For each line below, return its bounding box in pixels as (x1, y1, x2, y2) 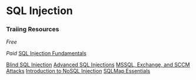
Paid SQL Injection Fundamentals (6, 50, 87, 57)
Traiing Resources (6, 25, 59, 34)
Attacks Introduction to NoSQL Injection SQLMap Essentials (6, 68, 151, 75)
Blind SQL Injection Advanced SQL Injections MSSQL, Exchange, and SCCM (6, 61, 190, 68)
